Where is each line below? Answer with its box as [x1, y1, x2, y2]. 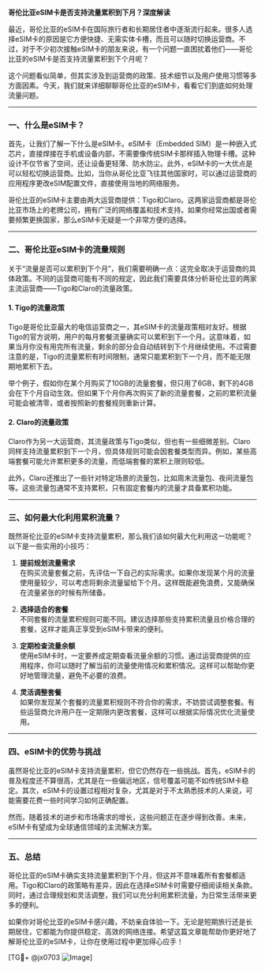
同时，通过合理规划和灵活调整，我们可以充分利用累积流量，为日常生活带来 [8, 890, 250, 900]
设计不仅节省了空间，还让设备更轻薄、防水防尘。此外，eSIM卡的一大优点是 [8, 159, 253, 168]
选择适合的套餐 [19, 604, 69, 615]
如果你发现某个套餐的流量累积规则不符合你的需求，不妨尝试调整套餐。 [19, 697, 248, 707]
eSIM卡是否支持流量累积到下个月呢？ [28, 55, 150, 63]
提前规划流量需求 [19, 558, 76, 568]
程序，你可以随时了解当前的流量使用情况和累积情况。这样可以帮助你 [26, 661, 248, 671]
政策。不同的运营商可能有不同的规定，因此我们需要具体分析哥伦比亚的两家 [14, 273, 257, 283]
